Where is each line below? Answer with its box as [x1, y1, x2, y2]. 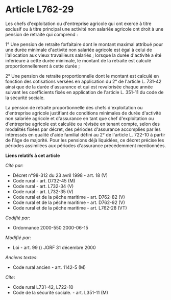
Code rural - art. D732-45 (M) [12, 177, 76, 183]
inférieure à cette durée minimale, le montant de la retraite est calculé [5, 57, 152, 63]
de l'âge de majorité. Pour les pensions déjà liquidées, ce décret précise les [5, 137, 164, 143]
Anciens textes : [5, 254, 38, 260]
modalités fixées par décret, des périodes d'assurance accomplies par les [5, 126, 161, 132]
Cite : [5, 274, 15, 280]
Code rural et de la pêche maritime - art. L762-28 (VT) [12, 204, 128, 211]
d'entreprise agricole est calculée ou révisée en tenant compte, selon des [5, 121, 160, 127]
